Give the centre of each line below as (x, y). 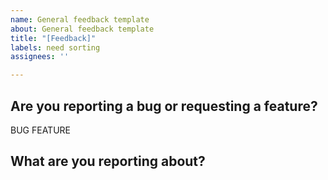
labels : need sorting (55, 47)
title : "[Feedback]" (53, 38)
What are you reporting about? (108, 161)
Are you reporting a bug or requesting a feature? (164, 106)
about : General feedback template (82, 29)
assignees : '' (40, 57)
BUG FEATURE (40, 130)
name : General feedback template (80, 19)
